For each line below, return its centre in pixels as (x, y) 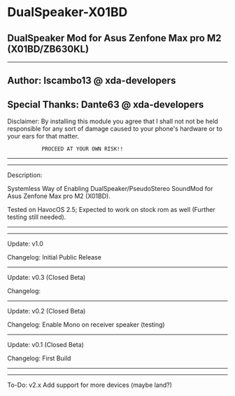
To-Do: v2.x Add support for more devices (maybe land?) (90, 385)
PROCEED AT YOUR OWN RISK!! (83, 149)
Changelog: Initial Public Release (54, 257)
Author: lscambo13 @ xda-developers (92, 81)
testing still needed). (37, 217)
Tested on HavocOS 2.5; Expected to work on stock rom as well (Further (111, 210)
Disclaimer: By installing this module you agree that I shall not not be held (113, 121)
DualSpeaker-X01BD (67, 12)
